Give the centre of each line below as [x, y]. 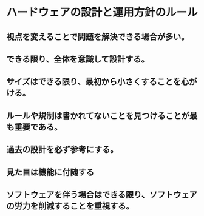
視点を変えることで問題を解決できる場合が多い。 [98, 37]
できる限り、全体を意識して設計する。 [78, 59]
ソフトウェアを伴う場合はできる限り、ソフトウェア [102, 194]
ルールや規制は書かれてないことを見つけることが [98, 116]
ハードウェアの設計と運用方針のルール [102, 12]
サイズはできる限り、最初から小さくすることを [94, 82]
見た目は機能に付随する [50, 172]
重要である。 [38, 127]
